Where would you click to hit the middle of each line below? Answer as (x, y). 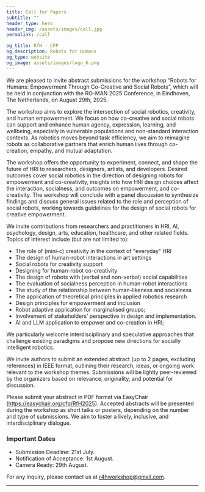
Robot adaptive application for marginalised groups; (80, 309)
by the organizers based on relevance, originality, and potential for (90, 378)
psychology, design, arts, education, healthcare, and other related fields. (98, 232)
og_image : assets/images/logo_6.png (53, 63)
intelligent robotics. (31, 347)
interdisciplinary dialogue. (39, 423)
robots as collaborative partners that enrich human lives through (87, 144)
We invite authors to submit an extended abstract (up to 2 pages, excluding (101, 359)
